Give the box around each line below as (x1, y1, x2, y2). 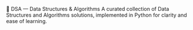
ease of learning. (6, 18, 47, 24)
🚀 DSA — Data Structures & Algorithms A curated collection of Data (6, 6, 169, 12)
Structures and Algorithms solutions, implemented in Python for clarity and (6, 12, 187, 18)
